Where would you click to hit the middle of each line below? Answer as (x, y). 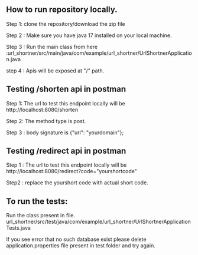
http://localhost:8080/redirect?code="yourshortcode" (72, 171)
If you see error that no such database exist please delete (76, 239)
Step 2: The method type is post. (46, 121)
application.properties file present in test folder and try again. (81, 246)
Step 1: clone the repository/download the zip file (66, 24)
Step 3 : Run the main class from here (52, 47)
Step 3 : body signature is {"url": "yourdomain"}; (65, 133)
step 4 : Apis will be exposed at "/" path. (55, 71)
